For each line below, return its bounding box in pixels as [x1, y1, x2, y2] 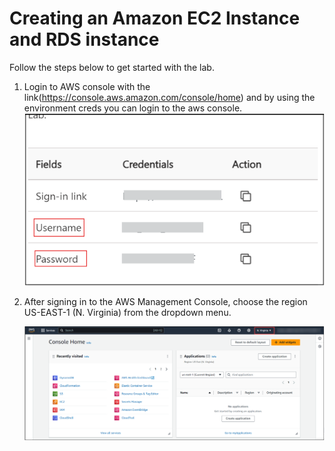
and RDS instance [9, 28, 160, 51]
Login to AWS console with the [23, 80, 151, 92]
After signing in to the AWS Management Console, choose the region [23, 296, 308, 308]
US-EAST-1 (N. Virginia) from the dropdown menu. [23, 307, 232, 319]
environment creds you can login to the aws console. [23, 102, 243, 114]
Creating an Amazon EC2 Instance [9, 7, 301, 30]
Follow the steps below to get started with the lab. [9, 61, 215, 73]
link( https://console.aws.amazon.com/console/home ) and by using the [23, 91, 316, 103]
